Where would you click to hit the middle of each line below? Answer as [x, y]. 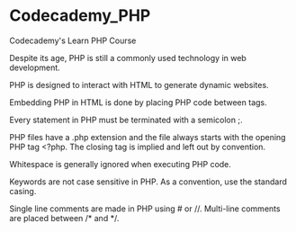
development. [35, 67]
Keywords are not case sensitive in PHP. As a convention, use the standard [148, 182]
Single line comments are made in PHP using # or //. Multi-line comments [145, 209]
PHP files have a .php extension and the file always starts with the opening [148, 137]
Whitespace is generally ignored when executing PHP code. [121, 164]
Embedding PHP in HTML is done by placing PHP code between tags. [138, 102]
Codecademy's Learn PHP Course [73, 40]
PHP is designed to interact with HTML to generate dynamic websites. [139, 85]
